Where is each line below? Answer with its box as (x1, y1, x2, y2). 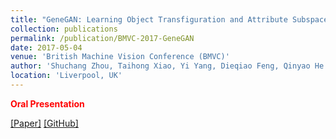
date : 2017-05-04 (10, 42, 83, 53)
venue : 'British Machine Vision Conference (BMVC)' (10, 52, 230, 62)
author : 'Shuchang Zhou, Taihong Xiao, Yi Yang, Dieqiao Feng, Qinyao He (10, 61, 325, 71)
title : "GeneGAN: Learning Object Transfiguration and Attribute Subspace (10, 14, 329, 25)
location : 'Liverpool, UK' (10, 71, 123, 81)
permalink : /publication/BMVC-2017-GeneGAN (10, 33, 195, 43)
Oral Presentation (10, 97, 85, 110)
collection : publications (10, 24, 118, 34)
